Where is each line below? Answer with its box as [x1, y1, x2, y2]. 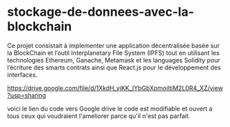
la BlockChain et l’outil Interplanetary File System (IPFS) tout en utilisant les [7, 49, 220, 57]
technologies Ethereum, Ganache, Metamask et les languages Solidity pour [7, 56, 220, 64]
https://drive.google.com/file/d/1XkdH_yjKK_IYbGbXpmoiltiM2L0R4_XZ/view [7, 84, 224, 92]
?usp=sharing [7, 91, 46, 100]
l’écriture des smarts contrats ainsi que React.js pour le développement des [7, 63, 222, 71]
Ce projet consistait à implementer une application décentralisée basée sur [7, 41, 220, 49]
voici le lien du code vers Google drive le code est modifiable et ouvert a [7, 104, 213, 113]
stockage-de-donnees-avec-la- [7, 4, 194, 20]
